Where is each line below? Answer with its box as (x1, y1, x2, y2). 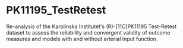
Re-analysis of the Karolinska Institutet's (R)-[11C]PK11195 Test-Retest (6, 23, 177, 30)
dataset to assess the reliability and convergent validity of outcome (6, 29, 171, 36)
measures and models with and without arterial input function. (6, 35, 158, 42)
